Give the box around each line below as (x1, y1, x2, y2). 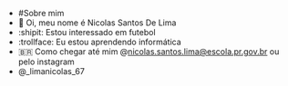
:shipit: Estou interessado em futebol (17, 27, 157, 37)
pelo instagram (17, 56, 75, 67)
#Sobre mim (17, 8, 65, 18)
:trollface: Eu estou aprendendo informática (17, 36, 182, 47)
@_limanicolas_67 (17, 66, 85, 76)
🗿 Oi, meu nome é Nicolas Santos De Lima (17, 17, 177, 28)
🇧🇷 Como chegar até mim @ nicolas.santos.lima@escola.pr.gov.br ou (17, 46, 280, 57)
